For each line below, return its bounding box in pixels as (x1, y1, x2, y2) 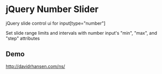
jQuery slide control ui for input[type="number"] (6, 20, 106, 26)
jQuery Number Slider (6, 4, 99, 15)
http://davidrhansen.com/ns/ (6, 63, 65, 69)
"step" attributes (6, 35, 40, 41)
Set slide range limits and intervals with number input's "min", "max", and (6, 30, 157, 36)
